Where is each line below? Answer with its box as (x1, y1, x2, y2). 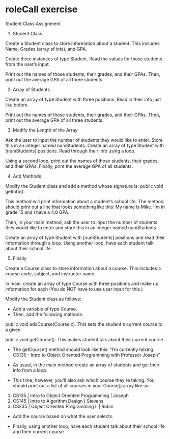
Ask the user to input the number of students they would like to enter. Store (5, 137, 163, 143)
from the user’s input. (5, 61, 50, 67)
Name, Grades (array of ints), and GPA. (5, 46, 88, 52)
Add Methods (12, 173, 42, 179)
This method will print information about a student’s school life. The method (5, 198, 164, 204)
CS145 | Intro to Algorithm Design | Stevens (12, 398, 104, 404)
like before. (5, 101, 29, 108)
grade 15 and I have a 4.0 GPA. (5, 209, 70, 215)
